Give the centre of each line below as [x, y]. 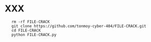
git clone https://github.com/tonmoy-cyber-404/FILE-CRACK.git [79, 26]
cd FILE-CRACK [26, 30]
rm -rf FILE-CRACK [31, 22]
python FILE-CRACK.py [34, 35]
